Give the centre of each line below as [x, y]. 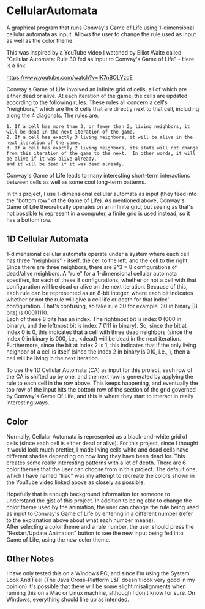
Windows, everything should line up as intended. [68, 600]
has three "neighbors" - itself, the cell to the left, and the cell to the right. [98, 260]
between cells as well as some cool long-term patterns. [76, 182]
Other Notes [30, 558]
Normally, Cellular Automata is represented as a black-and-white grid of [97, 436]
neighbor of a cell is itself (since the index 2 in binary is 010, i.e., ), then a [98, 351]
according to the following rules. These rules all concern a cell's [87, 102]
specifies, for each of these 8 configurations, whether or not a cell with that [102, 280]
